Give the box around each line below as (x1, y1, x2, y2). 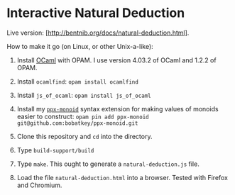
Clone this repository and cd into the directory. (16, 132, 153, 140)
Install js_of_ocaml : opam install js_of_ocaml (16, 91, 151, 99)
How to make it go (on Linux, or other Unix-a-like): (6, 42, 153, 50)
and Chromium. (16, 181, 62, 189)
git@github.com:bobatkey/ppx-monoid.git (16, 119, 138, 127)
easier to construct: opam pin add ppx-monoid (16, 112, 150, 121)
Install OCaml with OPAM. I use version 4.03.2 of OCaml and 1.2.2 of (16, 55, 217, 65)
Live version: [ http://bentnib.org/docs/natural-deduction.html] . (6, 28, 190, 37)
